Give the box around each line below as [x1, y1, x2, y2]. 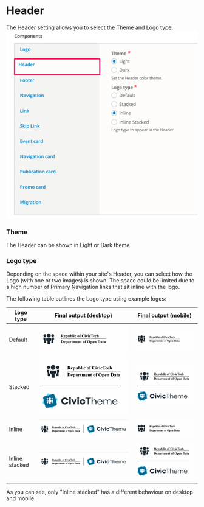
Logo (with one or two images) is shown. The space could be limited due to [6, 277, 195, 284]
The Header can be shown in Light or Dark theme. [6, 241, 132, 248]
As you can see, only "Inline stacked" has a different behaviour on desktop [6, 488, 193, 496]
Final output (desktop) [54, 312, 112, 320]
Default [8, 336, 27, 343]
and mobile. [6, 495, 36, 502]
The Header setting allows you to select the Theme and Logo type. [6, 24, 174, 31]
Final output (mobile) [137, 312, 192, 320]
